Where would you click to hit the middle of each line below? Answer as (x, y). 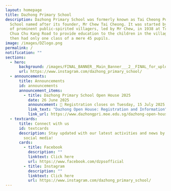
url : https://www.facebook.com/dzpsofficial (76, 161)
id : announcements (38, 86)
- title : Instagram (44, 166)
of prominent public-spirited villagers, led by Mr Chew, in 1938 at (85, 29)
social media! (38, 138)
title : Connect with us (44, 124)
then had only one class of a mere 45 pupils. (60, 39)
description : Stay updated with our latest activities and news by (92, 133)
